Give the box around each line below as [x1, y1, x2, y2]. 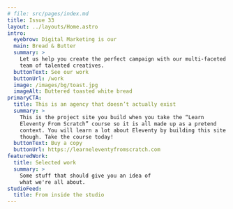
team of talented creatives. [20, 62, 105, 69]
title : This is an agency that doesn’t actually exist [13, 101, 176, 108]
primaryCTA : [7, 95, 42, 102]
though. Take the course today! [20, 133, 114, 140]
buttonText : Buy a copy [13, 140, 82, 147]
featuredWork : [7, 153, 49, 160]
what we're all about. [20, 178, 86, 185]
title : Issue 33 [7, 17, 54, 24]
